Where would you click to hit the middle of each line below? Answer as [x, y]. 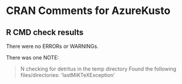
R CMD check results [45, 32]
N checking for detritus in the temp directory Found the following [98, 69]
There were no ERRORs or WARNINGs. [52, 46]
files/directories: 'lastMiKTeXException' [68, 75]
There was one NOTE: [33, 57]
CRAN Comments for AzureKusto [88, 11]
